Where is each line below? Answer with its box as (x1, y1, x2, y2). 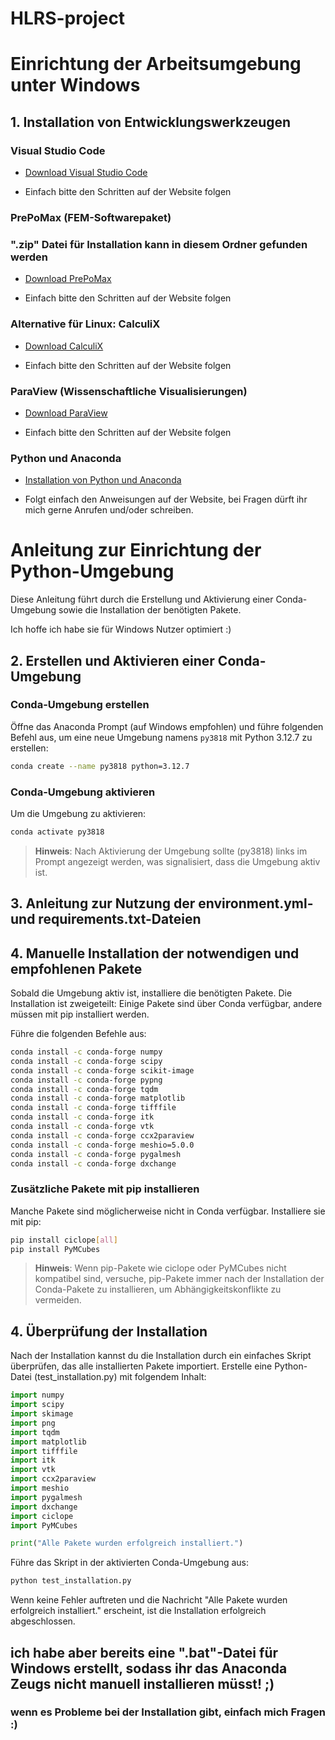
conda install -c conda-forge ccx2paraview (10, 1130, 195, 1141)
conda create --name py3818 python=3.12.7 (10, 761, 190, 771)
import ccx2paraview (10, 1474, 97, 1484)
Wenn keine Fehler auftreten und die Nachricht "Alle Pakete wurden (10, 1594, 288, 1606)
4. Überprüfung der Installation (10, 1323, 208, 1340)
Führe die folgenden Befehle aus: (10, 1028, 147, 1040)
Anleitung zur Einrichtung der (10, 539, 262, 562)
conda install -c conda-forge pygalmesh (10, 1149, 182, 1159)
